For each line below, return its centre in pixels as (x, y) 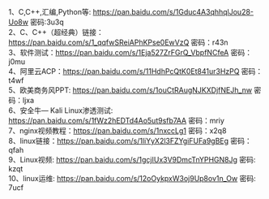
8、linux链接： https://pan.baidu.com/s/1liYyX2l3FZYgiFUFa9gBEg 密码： (130, 141)
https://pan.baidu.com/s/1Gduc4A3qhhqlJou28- (173, 12)
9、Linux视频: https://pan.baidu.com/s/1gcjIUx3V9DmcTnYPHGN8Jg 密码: (132, 160)
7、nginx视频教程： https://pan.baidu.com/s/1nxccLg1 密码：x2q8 (117, 131)
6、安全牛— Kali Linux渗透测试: (61, 110)
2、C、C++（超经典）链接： (56, 32)
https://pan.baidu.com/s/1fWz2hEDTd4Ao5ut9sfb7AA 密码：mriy (117, 121)
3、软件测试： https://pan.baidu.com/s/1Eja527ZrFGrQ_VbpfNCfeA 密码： (130, 52)
